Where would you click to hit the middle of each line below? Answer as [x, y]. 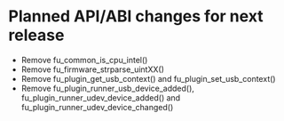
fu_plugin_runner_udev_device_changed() [97, 107]
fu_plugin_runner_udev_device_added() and [101, 97]
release [36, 35]
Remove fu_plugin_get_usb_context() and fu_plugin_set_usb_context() [148, 78]
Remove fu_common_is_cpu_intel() [84, 60]
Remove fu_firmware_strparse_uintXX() [93, 69]
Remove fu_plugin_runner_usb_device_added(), [107, 88]
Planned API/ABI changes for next [136, 16]
